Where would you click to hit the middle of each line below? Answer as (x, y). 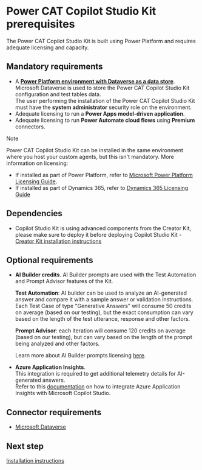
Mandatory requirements (55, 67)
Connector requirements (54, 412)
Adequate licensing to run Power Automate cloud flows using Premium (105, 120)
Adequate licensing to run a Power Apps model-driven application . (100, 113)
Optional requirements (50, 260)
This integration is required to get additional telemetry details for (95, 374)
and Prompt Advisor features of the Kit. (64, 281)
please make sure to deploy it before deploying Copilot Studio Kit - (98, 234)
